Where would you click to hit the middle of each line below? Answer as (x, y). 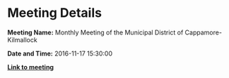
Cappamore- (204, 32)
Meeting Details (55, 13)
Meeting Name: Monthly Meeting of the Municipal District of (95, 32)
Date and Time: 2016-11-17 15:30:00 (60, 53)
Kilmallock (22, 39)
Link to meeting (31, 67)
